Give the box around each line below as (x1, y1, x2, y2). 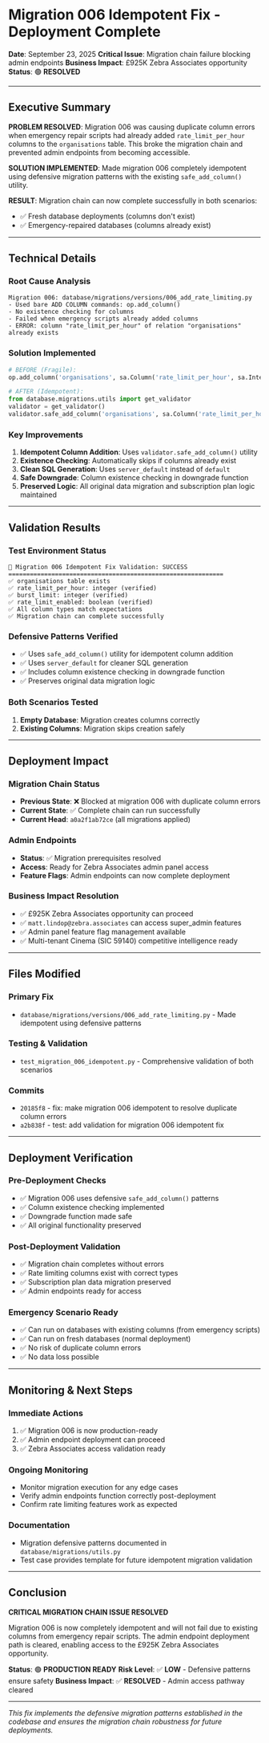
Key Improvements (8, 429, 84, 440)
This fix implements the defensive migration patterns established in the (8, 1708, 243, 1717)
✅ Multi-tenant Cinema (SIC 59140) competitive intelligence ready (19, 935, 239, 945)
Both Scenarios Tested (8, 697, 98, 708)
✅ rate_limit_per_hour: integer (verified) (8, 584, 158, 592)
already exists (8, 329, 59, 337)
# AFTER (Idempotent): (8, 388, 84, 396)
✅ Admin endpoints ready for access (19, 1286, 142, 1296)
